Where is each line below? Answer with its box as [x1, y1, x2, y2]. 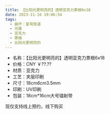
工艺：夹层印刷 [12, 74, 44, 80]
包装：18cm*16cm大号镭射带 [12, 92, 73, 98]
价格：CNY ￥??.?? [12, 61, 52, 67]
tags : [5, 17, 17, 22]
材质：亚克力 [12, 67, 40, 73]
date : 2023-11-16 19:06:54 [5, 12, 62, 17]
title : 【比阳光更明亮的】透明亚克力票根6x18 [5, 7, 91, 13]
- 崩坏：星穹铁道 [10, 21, 41, 27]
